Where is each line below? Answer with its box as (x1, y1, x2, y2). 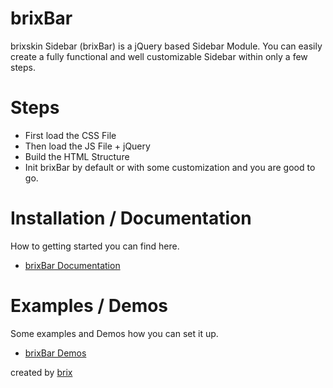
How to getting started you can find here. (10, 240, 180, 252)
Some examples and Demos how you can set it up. (10, 327, 219, 339)
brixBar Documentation (24, 259, 121, 271)
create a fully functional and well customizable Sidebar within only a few (10, 50, 308, 62)
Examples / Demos (10, 295, 169, 317)
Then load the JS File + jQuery (24, 140, 151, 152)
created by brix (10, 366, 73, 378)
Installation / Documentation (10, 207, 252, 230)
